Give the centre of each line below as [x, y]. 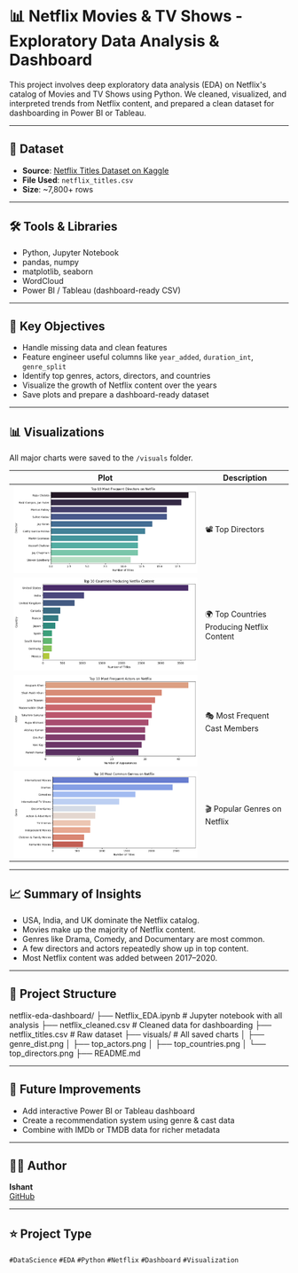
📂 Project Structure [63, 994]
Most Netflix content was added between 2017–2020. [120, 957]
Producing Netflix [237, 627]
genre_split [44, 367]
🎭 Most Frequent [237, 715]
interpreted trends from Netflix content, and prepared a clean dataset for [142, 103]
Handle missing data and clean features [94, 348]
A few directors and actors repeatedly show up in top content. [135, 948]
